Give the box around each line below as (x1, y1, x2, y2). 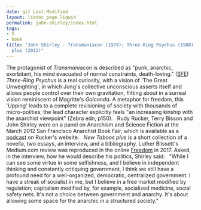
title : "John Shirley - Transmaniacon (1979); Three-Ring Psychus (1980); (6, 42, 197, 48)
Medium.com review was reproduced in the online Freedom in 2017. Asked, (6, 146, 191, 153)
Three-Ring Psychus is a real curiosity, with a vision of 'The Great (6, 76, 167, 84)
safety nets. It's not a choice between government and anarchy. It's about (6, 190, 188, 197)
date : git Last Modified (6, 8, 68, 15)
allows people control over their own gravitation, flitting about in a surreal (6, 89, 187, 96)
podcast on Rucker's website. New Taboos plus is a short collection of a (6, 134, 187, 141)
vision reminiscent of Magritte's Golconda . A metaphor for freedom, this (6, 95, 184, 103)
